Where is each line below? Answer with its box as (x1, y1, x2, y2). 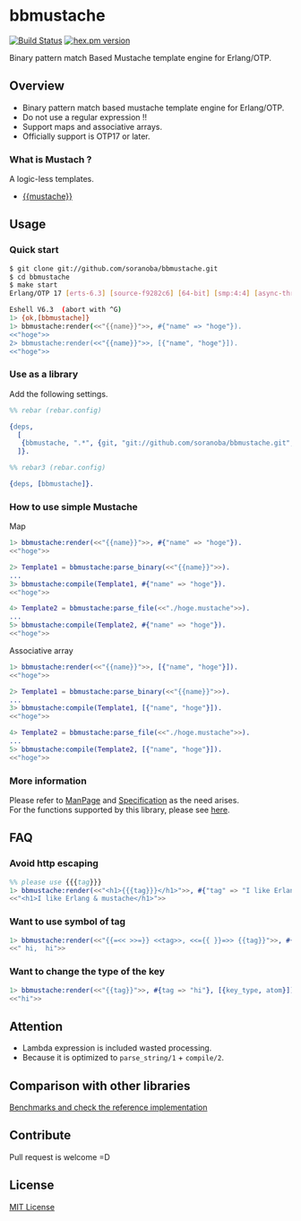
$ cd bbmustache (9, 273, 70, 281)
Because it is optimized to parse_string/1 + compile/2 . (21, 1052, 224, 1063)
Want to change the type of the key (9, 966, 166, 978)
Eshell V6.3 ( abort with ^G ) (9, 306, 123, 315)
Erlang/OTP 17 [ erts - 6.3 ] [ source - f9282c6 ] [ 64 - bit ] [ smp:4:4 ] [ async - (9, 289, 283, 299)
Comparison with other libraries (9, 1078, 191, 1094)
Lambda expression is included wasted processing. (21, 1043, 212, 1053)
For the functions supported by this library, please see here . (9, 804, 230, 815)
